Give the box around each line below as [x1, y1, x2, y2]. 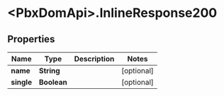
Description [74, 54, 115, 64]
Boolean [38, 78, 67, 87]
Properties [7, 33, 55, 45]
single [11, 78, 33, 87]
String [38, 66, 60, 76]
